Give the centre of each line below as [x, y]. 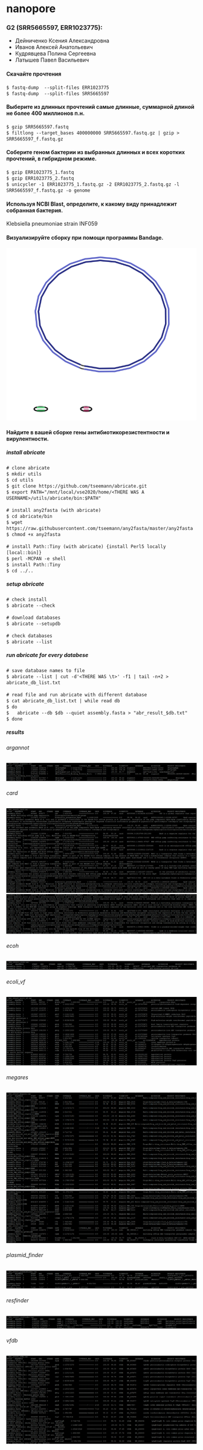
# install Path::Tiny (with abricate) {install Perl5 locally [86, 546]
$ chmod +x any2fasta [34, 534]
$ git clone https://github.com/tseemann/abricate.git [77, 486]
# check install [27, 599]
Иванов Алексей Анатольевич [54, 47]
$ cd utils [20, 480]
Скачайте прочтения [34, 74]
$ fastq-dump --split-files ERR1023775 [58, 87]
